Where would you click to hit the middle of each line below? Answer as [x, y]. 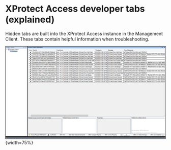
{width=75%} [19, 142]
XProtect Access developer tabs [75, 9]
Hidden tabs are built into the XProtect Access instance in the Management [84, 33]
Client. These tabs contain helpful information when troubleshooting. [77, 39]
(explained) [30, 20]
